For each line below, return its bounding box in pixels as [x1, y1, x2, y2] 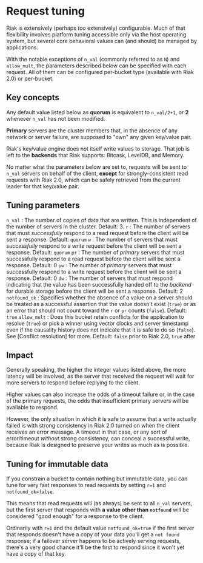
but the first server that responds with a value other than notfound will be [6, 506, 190, 514]
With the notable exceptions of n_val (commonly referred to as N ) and [6, 55, 180, 63]
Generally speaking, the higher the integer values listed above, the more [6, 366, 187, 374]
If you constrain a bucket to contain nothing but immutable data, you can [6, 475, 188, 482]
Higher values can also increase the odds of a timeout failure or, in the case [6, 391, 195, 398]
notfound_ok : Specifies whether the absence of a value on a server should [6, 293, 193, 301]
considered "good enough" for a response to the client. [6, 513, 144, 520]
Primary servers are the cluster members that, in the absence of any [6, 126, 178, 134]
